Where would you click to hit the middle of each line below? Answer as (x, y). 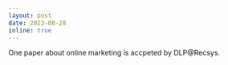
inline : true (30, 30)
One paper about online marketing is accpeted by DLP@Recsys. (114, 53)
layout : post (30, 15)
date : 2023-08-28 (37, 23)
